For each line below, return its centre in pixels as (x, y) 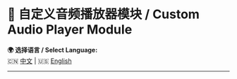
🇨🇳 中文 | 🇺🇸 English (39, 61)
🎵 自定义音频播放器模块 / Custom (103, 14)
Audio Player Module (70, 30)
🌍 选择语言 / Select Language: (53, 50)
